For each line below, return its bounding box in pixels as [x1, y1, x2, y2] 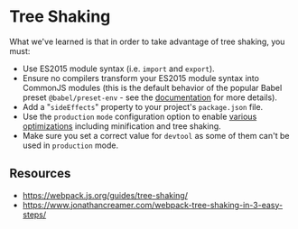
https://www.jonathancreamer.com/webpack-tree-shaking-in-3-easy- [22, 199, 283, 210]
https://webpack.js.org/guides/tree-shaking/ [22, 189, 188, 200]
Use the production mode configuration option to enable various [22, 111, 257, 122]
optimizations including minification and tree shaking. [22, 120, 221, 132]
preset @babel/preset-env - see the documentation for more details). [22, 92, 278, 103]
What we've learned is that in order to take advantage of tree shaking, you [9, 36, 285, 47]
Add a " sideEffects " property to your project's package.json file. [22, 101, 264, 112]
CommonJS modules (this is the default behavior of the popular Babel [22, 82, 283, 93]
